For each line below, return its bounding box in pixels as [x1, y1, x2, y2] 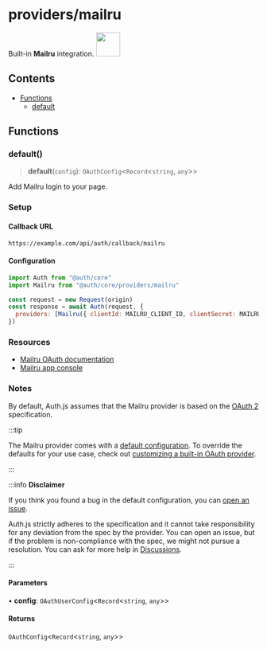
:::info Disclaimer [8, 479, 65, 489]
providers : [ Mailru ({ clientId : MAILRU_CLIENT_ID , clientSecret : [15, 311, 237, 319]
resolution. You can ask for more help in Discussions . [8, 544, 182, 554]
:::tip [8, 424, 23, 435]
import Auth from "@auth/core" [8, 273, 112, 282]
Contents [8, 72, 56, 85]
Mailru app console [19, 363, 83, 373]
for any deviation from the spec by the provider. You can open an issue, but [8, 527, 255, 537]
